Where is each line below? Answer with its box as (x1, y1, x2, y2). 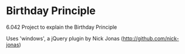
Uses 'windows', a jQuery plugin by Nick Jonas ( (6, 35, 123, 42)
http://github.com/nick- (122, 35, 179, 42)
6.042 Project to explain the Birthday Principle (6, 23, 117, 31)
